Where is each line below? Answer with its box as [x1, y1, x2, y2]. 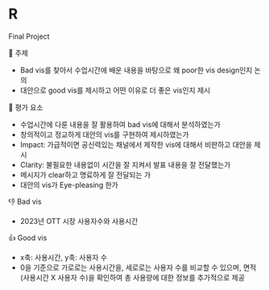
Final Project [8, 31, 50, 41]
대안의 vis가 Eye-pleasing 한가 [19, 180, 118, 189]
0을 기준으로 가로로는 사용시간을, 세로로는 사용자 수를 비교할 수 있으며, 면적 [19, 263, 257, 272]
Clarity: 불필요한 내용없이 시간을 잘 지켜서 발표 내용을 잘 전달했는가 [19, 159, 231, 169]
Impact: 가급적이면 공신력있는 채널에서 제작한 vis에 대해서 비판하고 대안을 [19, 139, 252, 149]
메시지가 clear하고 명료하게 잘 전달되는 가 [19, 170, 151, 180]
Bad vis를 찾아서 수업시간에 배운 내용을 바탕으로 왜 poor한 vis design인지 [19, 65, 253, 75]
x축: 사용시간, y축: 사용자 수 [19, 252, 107, 262]
